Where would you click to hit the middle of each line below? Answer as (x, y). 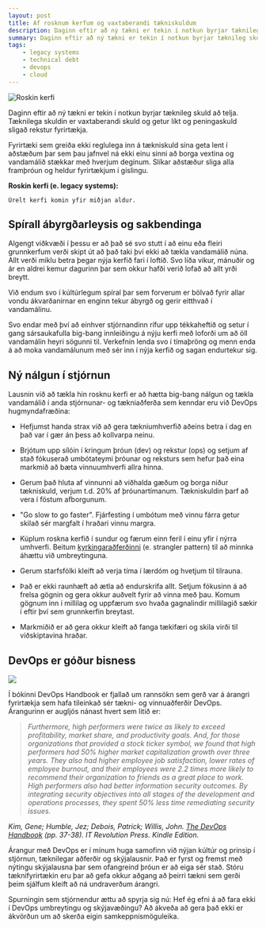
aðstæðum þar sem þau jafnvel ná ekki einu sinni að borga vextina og (121, 153)
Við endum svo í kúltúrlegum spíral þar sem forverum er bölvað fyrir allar (127, 293)
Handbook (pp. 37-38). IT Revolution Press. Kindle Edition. (104, 835)
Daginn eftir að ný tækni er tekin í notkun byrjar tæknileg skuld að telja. (123, 113)
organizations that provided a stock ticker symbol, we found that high (141, 744)
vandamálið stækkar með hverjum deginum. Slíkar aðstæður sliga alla (122, 162)
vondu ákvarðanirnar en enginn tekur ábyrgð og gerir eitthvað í (110, 301)
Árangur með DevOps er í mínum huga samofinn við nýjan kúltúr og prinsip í (132, 850)
